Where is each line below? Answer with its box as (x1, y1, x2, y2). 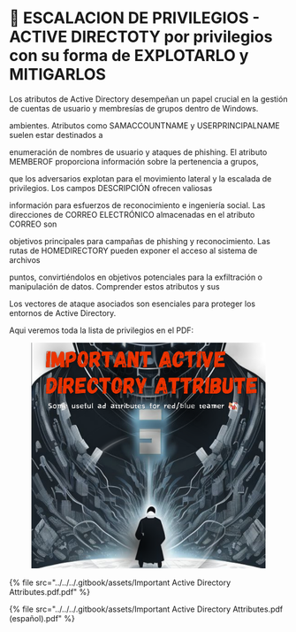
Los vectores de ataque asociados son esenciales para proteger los (9, 298, 256, 309)
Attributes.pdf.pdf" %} (9, 586, 91, 597)
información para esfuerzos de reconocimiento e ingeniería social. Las (9, 199, 266, 211)
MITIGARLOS (9, 65, 106, 85)
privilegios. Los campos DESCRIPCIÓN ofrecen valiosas (9, 182, 213, 193)
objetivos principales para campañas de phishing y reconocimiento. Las (9, 235, 271, 246)
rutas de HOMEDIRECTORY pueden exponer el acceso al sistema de (9, 245, 258, 256)
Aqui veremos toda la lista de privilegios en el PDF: (9, 325, 194, 335)
